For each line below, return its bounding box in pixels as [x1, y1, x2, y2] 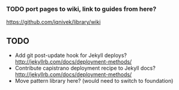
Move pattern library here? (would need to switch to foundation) [14, 77, 174, 85]
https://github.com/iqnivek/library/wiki [6, 19, 101, 26]
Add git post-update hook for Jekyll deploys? [14, 52, 127, 59]
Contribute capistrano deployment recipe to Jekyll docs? [14, 65, 156, 72]
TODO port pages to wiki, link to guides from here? [6, 5, 157, 13]
